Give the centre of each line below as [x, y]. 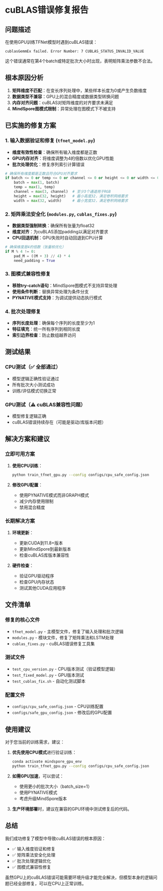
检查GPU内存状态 [37, 582]
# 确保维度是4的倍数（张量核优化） [35, 247]
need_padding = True [34, 260]
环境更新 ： [23, 532]
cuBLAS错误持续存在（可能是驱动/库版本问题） [59, 422]
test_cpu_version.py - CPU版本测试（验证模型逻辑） [65, 669]
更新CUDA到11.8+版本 [41, 543]
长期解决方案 [20, 521]
